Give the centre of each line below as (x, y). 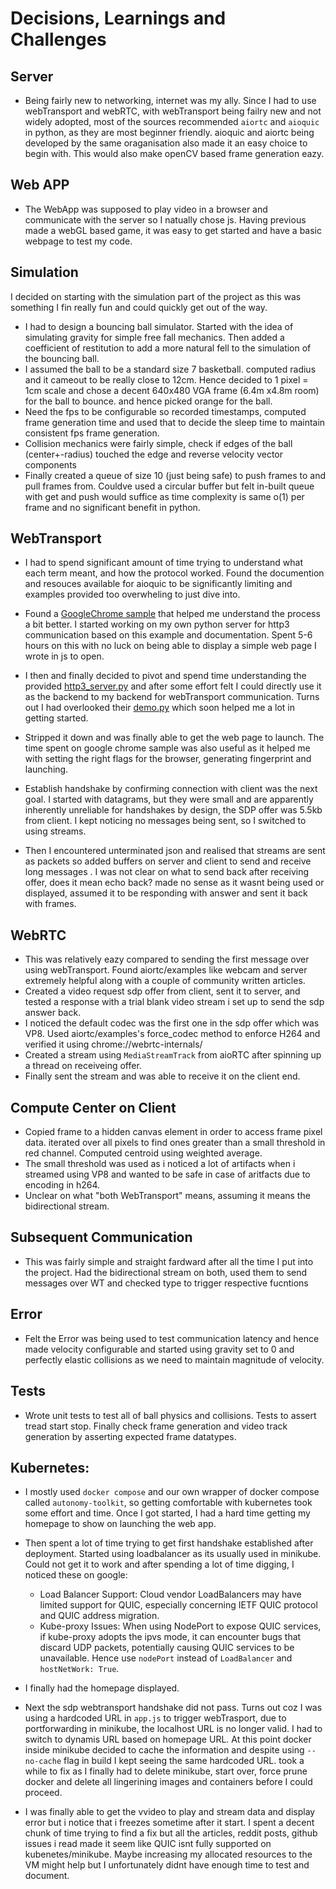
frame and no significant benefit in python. (112, 507)
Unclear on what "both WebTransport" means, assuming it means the (167, 1196)
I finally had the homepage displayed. (102, 1688)
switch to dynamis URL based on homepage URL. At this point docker (168, 1739)
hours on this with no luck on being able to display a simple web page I (170, 646)
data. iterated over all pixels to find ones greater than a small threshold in (175, 1143)
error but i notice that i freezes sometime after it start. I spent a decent (169, 1823)
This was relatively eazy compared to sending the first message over (167, 959)
